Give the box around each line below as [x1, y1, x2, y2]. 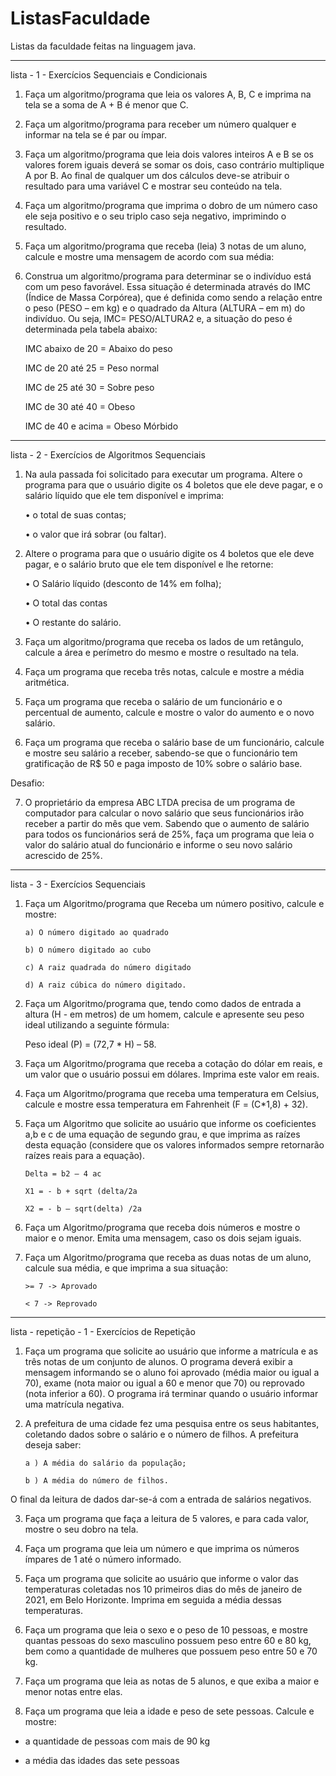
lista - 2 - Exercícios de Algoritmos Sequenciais [10, 448, 206, 461]
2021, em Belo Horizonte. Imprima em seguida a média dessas [24, 1593, 282, 1606]
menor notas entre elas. [24, 1685, 123, 1697]
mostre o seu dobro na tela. [24, 1523, 139, 1535]
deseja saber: [24, 1438, 82, 1451]
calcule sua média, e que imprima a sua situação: [24, 1262, 228, 1274]
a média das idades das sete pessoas [24, 1754, 180, 1766]
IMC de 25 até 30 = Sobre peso [24, 381, 155, 393]
